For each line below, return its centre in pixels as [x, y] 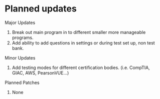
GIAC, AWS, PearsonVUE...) [40, 72]
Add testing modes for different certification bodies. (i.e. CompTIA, [81, 67]
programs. [23, 37]
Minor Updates [20, 57]
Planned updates [41, 9]
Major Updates [20, 22]
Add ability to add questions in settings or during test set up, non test [83, 42]
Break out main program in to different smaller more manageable [79, 32]
